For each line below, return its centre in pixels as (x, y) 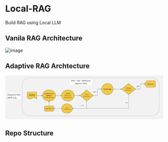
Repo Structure (29, 133)
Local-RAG (28, 9)
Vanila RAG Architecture (44, 38)
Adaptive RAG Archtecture (48, 66)
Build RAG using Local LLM (33, 22)
